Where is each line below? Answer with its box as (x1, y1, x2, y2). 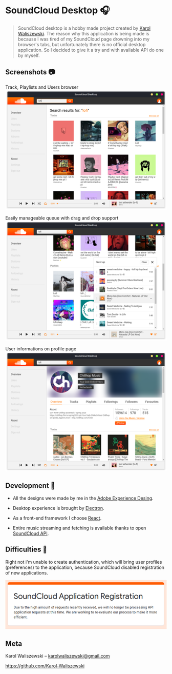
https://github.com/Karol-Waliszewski (5, 663, 85, 669)
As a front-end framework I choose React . (12, 514, 102, 521)
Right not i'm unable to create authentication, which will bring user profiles (5, 559, 162, 565)
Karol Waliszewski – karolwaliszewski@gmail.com (5, 653, 110, 659)
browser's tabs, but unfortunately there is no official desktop (17, 41, 146, 47)
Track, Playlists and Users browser (5, 84, 79, 90)
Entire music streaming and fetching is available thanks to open (12, 525, 146, 531)
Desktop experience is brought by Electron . (12, 505, 104, 511)
